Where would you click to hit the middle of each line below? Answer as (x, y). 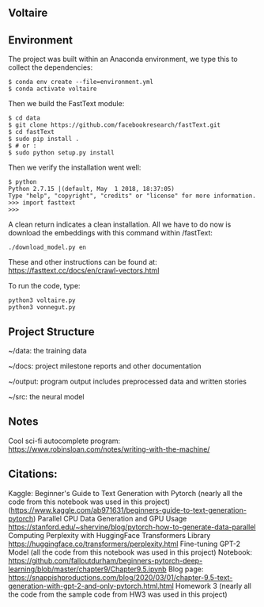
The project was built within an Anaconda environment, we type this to (123, 59)
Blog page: (186, 569)
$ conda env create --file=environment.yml (81, 82)
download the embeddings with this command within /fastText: (111, 233)
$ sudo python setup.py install (61, 153)
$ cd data (25, 118)
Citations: (33, 474)
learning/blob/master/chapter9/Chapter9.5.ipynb (88, 569)
